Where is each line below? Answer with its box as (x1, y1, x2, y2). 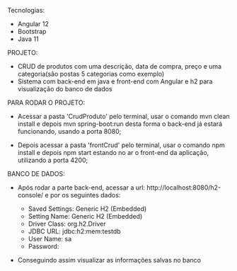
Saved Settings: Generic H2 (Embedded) (28, 204, 147, 213)
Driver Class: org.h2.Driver (28, 219, 106, 228)
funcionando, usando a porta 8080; (17, 127, 122, 135)
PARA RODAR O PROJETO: (7, 98, 86, 107)
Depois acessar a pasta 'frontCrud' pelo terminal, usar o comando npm (17, 141, 225, 149)
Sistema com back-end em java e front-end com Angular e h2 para (17, 77, 213, 86)
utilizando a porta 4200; (17, 156, 88, 164)
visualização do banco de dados (17, 85, 112, 93)
